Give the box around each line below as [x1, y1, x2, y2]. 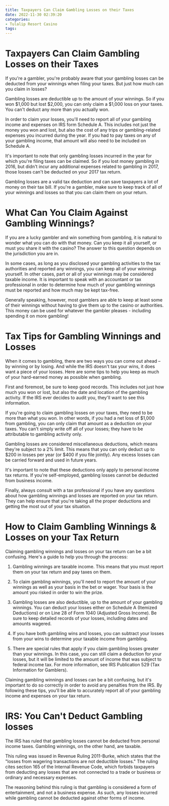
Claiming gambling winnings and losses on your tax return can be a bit [5, 548, 151, 554]
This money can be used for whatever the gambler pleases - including [5, 308, 151, 313]
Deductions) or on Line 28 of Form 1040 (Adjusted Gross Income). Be [12, 610, 157, 616]
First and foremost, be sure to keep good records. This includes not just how [5, 384, 164, 390]
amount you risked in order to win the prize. [12, 589, 103, 595]
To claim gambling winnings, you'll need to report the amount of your [12, 579, 156, 585]
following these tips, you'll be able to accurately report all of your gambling [5, 687, 161, 694]
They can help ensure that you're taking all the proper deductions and [5, 498, 150, 504]
